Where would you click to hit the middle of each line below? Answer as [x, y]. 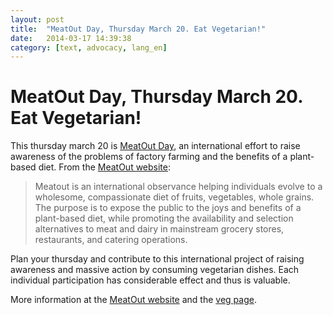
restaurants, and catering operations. [111, 240]
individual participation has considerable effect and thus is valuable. [150, 280]
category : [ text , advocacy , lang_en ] [89, 47]
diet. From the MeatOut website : [105, 167]
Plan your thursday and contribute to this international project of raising [157, 259]
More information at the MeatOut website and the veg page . [133, 300]
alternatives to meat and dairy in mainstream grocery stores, [159, 229]
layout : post [37, 19]
